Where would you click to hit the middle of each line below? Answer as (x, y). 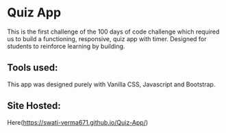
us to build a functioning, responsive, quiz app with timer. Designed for (107, 38)
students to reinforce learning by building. (66, 46)
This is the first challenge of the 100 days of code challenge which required (113, 32)
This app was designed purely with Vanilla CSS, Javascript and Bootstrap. (111, 84)
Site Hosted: (34, 106)
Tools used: (33, 68)
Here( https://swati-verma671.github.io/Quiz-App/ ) (78, 122)
